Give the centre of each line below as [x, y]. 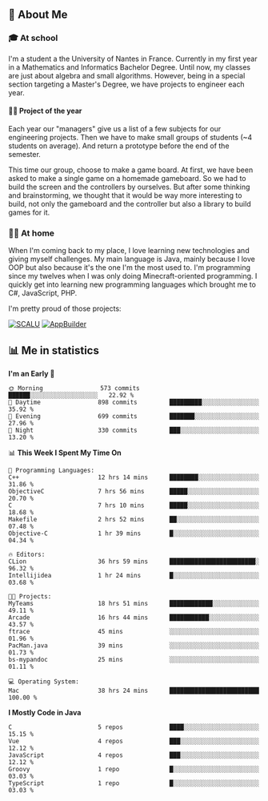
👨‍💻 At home [31, 233]
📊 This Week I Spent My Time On [65, 453]
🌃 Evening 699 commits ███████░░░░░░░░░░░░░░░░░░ [134, 417]
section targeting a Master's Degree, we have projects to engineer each [127, 84]
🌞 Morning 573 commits [74, 388]
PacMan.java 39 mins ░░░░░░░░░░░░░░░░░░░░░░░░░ [134, 646]
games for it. [29, 212]
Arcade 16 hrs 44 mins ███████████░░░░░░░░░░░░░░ [134, 618]
